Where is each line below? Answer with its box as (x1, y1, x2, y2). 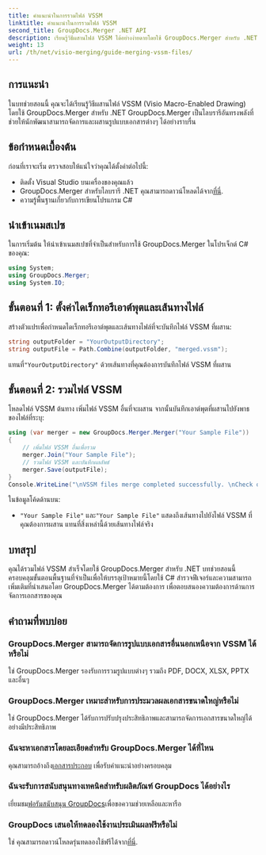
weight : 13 (8, 41, 44, 49)
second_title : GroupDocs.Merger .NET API (8, 26, 147, 34)
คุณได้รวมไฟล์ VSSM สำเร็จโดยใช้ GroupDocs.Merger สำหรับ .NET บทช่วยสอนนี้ (8, 564, 236, 573)
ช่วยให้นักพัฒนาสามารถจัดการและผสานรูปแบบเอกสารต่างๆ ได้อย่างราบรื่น (8, 117, 196, 126)
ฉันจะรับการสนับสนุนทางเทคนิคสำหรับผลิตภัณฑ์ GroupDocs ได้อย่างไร (8, 780, 231, 792)
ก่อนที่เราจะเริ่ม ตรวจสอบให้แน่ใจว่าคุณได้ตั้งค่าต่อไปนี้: (8, 161, 149, 171)
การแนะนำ (8, 78, 49, 91)
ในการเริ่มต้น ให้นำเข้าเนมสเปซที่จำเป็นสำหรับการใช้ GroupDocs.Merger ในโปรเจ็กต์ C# (8, 240, 249, 249)
